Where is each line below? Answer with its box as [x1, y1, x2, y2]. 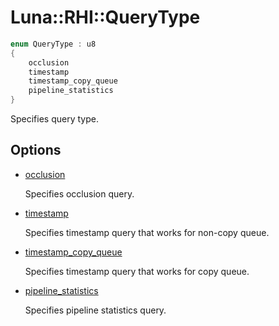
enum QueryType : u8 [10, 39, 97, 49]
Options [10, 142, 62, 159]
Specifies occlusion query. [24, 187, 135, 200]
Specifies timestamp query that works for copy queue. [24, 265, 250, 277]
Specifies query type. [10, 113, 99, 125]
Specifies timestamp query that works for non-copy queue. [24, 226, 270, 238]
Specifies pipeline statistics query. [24, 304, 167, 316]
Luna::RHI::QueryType [10, 6, 201, 29]
